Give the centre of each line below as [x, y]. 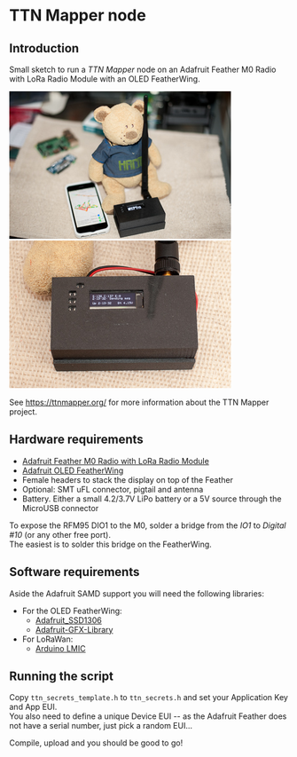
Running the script [61, 677]
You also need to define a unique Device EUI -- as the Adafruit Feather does [148, 716]
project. [23, 412]
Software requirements [74, 572]
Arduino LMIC [60, 648]
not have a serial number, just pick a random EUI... [101, 726]
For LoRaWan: [47, 639]
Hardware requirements [76, 440]
